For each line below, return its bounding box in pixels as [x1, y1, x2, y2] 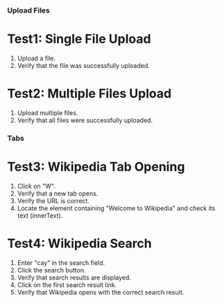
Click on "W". [17, 182, 55, 190]
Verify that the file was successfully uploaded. [17, 61, 151, 69]
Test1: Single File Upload [7, 31, 151, 47]
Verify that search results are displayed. [17, 273, 132, 282]
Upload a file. [17, 54, 56, 62]
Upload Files [7, 6, 50, 15]
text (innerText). [17, 211, 63, 220]
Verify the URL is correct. [17, 196, 90, 205]
